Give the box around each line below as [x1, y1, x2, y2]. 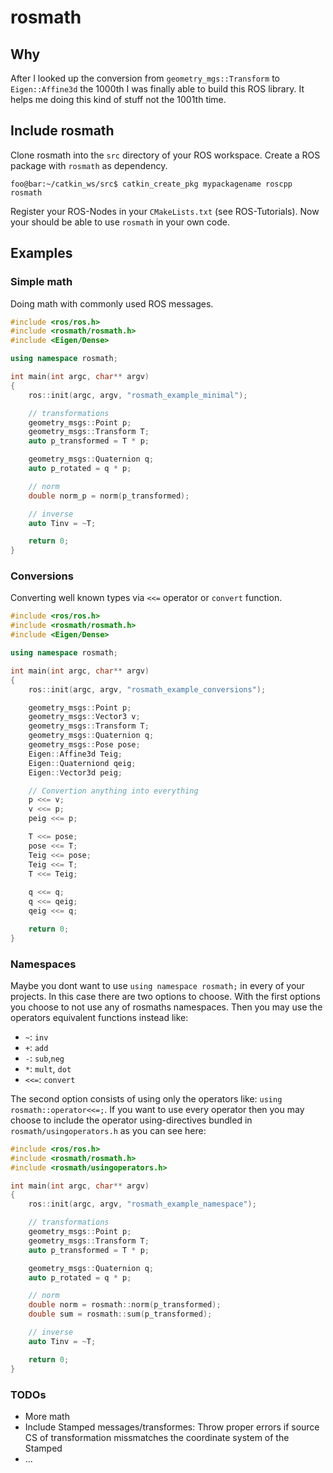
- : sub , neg [24, 1052, 65, 1064]
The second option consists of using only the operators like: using [10, 1092, 283, 1105]
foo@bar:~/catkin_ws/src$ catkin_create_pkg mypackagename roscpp [10, 179, 293, 189]
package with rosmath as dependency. [10, 159, 168, 171]
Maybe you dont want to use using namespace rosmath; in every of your [10, 979, 305, 991]
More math [24, 1410, 70, 1422]
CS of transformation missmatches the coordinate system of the [24, 1431, 290, 1443]
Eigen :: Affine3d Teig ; [28, 749, 123, 759]
